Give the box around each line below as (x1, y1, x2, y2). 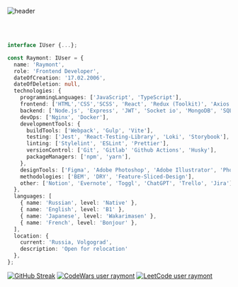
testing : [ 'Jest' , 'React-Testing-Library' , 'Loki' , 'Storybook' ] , (25, 133, 230, 141)
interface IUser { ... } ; (7, 42, 78, 49)
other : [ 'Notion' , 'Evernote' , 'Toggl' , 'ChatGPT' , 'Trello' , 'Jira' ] (20, 179, 233, 187)
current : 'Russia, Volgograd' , (20, 239, 113, 246)
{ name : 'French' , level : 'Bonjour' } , (20, 219, 138, 226)
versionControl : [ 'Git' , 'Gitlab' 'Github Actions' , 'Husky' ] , (25, 147, 217, 154)
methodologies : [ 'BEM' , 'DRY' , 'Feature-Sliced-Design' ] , (20, 173, 195, 180)
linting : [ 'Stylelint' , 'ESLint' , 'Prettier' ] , (25, 140, 170, 147)
